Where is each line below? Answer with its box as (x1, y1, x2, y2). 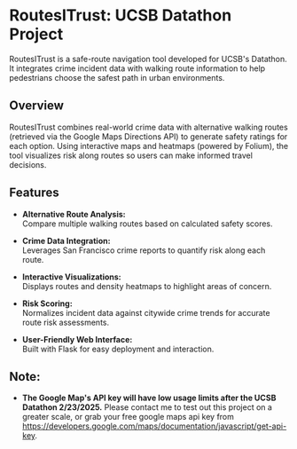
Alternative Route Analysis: (21, 209, 126, 219)
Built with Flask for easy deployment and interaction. (21, 343, 215, 354)
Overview (9, 98, 65, 114)
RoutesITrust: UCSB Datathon (9, 5, 232, 26)
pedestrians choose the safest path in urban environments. (9, 72, 225, 83)
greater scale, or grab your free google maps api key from (21, 412, 235, 422)
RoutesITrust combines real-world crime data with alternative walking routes (9, 122, 288, 132)
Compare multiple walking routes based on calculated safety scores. (21, 218, 273, 229)
